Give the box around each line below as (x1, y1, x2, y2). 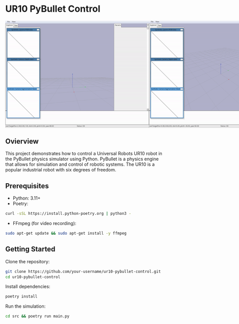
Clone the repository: (5, 258, 50, 264)
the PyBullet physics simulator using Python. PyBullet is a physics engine (5, 156, 159, 162)
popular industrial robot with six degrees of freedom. (5, 167, 116, 173)
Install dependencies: (5, 284, 51, 290)
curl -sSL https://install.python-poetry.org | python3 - (5, 211, 131, 216)
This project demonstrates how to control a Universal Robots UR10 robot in (5, 151, 162, 157)
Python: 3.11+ (12, 195, 41, 202)
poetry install (5, 294, 38, 299)
